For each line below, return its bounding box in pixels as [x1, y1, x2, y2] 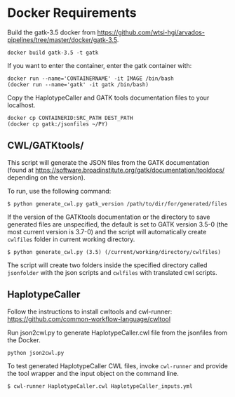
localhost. [7, 100, 36, 109]
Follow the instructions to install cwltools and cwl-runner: [7, 307, 173, 316]
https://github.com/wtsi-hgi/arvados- [97, 28, 206, 36]
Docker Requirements [7, 5, 137, 21]
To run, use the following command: [7, 187, 112, 195]
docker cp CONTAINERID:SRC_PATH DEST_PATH [7, 114, 133, 121]
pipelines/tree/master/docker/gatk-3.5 [7, 35, 118, 43]
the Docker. [7, 335, 41, 344]
